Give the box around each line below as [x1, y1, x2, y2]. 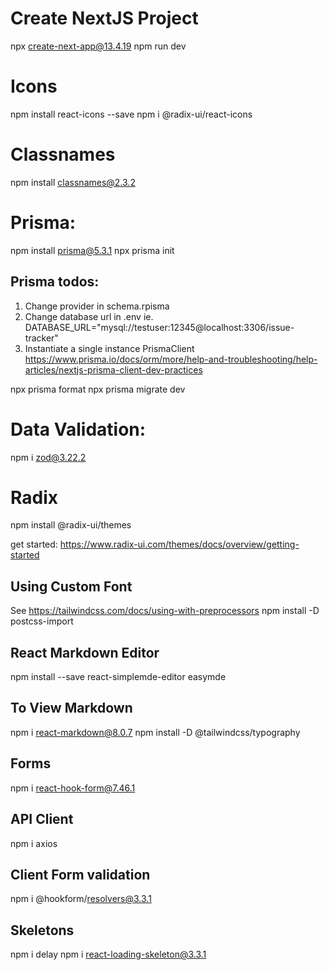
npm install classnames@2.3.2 [10, 176, 136, 188]
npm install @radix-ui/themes [10, 519, 132, 531]
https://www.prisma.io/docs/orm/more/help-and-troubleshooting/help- [24, 353, 318, 365]
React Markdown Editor [10, 644, 160, 661]
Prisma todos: [10, 273, 100, 291]
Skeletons [10, 922, 75, 939]
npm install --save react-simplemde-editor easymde [10, 671, 227, 683]
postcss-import [10, 615, 74, 627]
